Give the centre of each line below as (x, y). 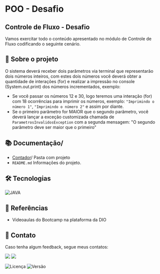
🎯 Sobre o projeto (32, 59)
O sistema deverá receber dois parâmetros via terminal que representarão (79, 71)
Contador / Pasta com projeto (41, 157)
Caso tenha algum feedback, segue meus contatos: (57, 247)
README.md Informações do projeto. (47, 163)
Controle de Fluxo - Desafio (47, 27)
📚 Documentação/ (34, 143)
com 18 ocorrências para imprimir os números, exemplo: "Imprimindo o (83, 101)
